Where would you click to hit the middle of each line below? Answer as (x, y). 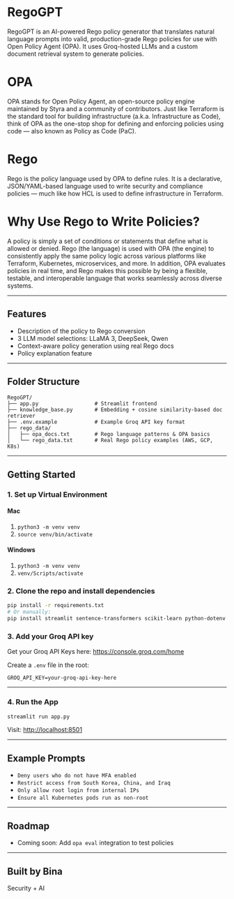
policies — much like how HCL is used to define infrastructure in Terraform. (116, 193)
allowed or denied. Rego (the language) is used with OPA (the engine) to (111, 248)
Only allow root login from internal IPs (78, 791)
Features (27, 314)
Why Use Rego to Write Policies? (103, 221)
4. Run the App (33, 702)
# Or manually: (29, 612)
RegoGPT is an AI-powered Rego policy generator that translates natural (111, 31)
